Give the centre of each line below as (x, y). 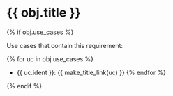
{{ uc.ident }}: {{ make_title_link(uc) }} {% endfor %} (91, 72)
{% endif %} (24, 86)
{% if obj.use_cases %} (40, 32)
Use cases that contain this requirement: (65, 45)
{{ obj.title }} (44, 13)
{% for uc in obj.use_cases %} (50, 59)
